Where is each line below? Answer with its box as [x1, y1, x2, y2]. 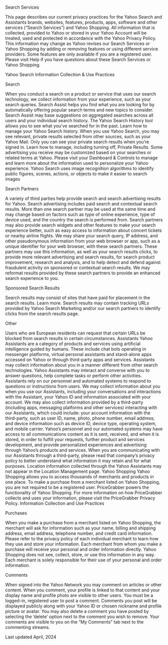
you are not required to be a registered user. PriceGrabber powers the [5, 484, 149, 490]
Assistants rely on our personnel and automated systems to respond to [5, 378, 151, 384]
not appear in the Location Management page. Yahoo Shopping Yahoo [5, 468, 150, 474]
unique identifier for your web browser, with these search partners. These [5, 243, 157, 249]
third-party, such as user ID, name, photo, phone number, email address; [5, 415, 155, 421]
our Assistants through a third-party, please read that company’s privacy [5, 453, 155, 458]
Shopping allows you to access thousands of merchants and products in [5, 474, 154, 480]
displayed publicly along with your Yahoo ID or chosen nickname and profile [5, 603, 162, 609]
